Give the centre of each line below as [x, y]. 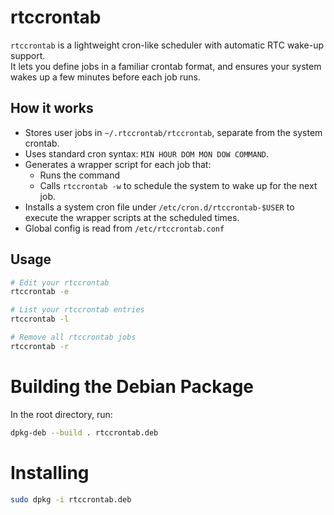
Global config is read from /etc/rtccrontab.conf [124, 228]
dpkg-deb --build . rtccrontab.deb [84, 432]
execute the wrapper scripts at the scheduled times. [132, 217]
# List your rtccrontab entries [77, 310]
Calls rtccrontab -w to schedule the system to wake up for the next [178, 185]
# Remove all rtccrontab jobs [73, 337]
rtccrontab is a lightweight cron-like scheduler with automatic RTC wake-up [167, 45]
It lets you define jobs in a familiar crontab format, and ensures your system [166, 66]
